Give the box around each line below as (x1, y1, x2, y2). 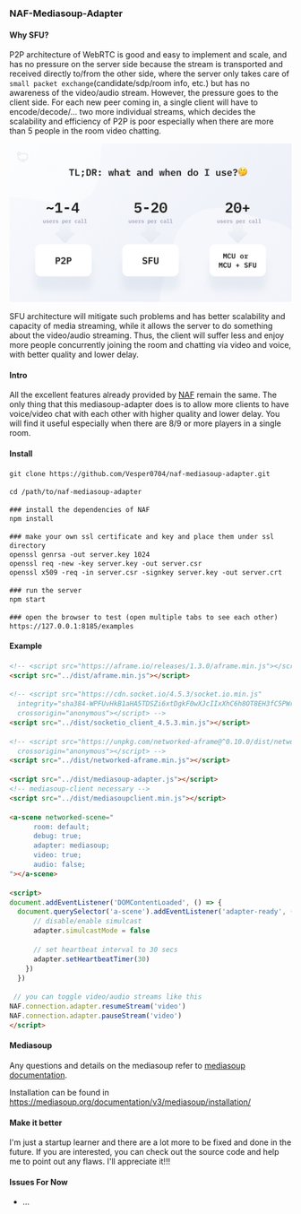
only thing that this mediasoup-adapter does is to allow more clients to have (9, 399, 289, 410)
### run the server (9, 585, 82, 594)
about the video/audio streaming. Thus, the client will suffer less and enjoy (9, 330, 285, 341)
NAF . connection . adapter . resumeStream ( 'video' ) (9, 1002, 186, 1011)
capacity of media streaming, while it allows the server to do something (9, 321, 273, 332)
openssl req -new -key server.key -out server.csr (9, 559, 202, 568)
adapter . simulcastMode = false (32, 926, 150, 935)
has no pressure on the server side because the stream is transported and (9, 59, 284, 70)
